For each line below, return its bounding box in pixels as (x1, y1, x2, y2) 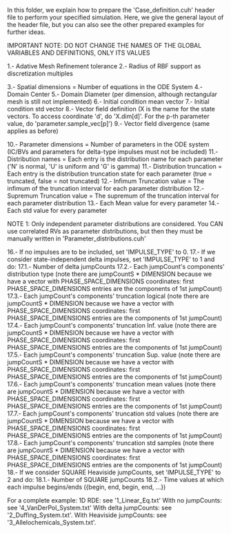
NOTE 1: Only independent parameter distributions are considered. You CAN (7, 220, 223, 227)
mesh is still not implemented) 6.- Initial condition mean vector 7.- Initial (7, 97, 210, 106)
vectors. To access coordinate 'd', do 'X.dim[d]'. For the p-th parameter (7, 112, 210, 120)
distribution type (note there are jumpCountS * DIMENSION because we (7, 270, 212, 278)
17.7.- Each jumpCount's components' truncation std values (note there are (7, 409, 219, 418)
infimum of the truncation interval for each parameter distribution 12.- (7, 185, 205, 192)
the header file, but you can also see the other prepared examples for (7, 21, 205, 28)
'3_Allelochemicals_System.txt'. (7, 518, 97, 526)
